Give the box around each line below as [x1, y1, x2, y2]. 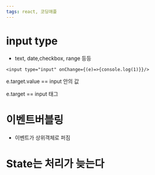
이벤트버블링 [6, 113, 64, 126]
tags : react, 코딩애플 [6, 8, 57, 15]
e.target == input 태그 [6, 90, 59, 97]
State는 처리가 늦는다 [6, 157, 105, 170]
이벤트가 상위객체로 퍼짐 [14, 134, 71, 141]
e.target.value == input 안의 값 [6, 78, 79, 85]
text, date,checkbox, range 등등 [14, 55, 92, 62]
